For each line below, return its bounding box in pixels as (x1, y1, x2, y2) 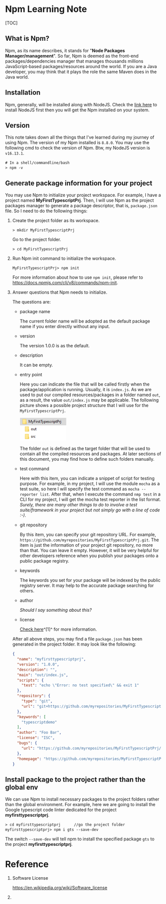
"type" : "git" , (21, 699, 53, 704)
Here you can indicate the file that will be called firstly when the (19, 381, 150, 387)
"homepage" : (17, 756, 42, 761)
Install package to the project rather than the (5, 775, 146, 784)
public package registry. (19, 558, 69, 564)
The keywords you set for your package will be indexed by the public (19, 577, 161, 583)
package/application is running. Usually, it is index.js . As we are (19, 387, 152, 393)
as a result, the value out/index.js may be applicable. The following (19, 397, 159, 403)
